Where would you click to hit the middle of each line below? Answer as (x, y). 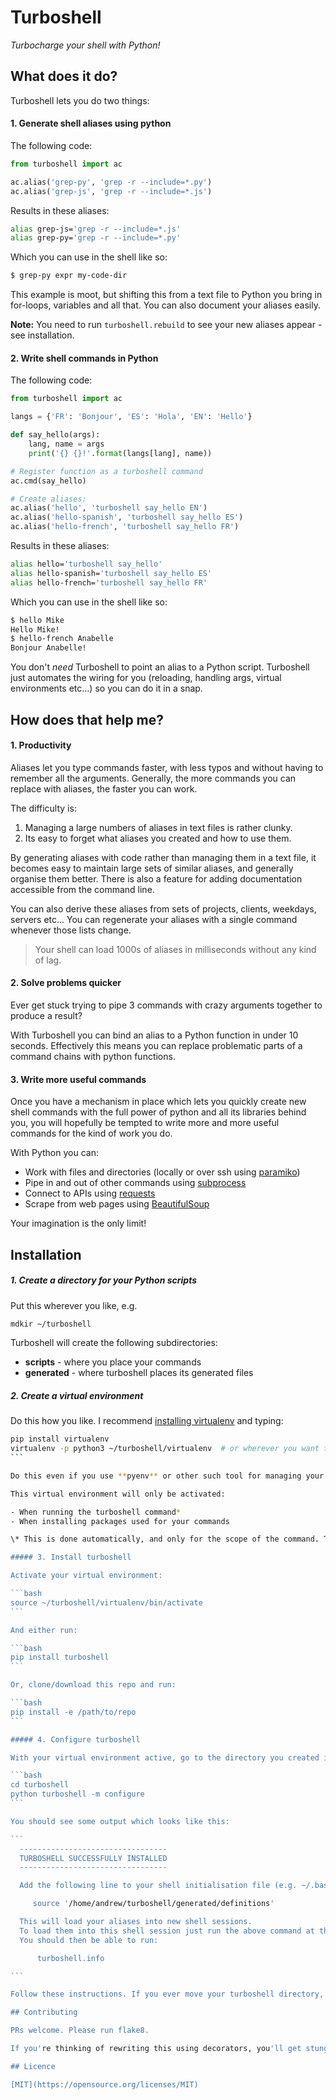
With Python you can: (54, 1153)
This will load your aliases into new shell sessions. (136, 1922)
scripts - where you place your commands (113, 1362)
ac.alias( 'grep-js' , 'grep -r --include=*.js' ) (111, 191)
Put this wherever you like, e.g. (74, 1305)
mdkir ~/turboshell (51, 1324)
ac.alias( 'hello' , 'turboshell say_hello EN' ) (109, 508)
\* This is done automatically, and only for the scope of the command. (165, 1539)
